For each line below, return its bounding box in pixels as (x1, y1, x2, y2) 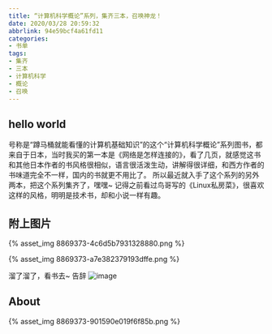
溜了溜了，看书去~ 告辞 (8, 271, 87, 280)
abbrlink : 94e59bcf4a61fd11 (8, 27, 104, 35)
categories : (8, 34, 49, 43)
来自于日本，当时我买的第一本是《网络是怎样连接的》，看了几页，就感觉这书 (8, 150, 261, 160)
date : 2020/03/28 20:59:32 (8, 19, 100, 28)
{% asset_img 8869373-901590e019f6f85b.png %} (8, 316, 181, 326)
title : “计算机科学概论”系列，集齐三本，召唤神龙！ (8, 11, 162, 20)
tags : (8, 49, 27, 58)
